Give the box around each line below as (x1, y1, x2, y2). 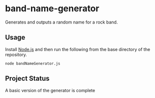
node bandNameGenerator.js (5, 61, 61, 66)
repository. (5, 51, 27, 57)
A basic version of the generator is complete (5, 87, 95, 93)
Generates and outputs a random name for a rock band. (5, 19, 118, 25)
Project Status (5, 74, 50, 83)
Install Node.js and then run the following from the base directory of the (5, 46, 151, 52)
